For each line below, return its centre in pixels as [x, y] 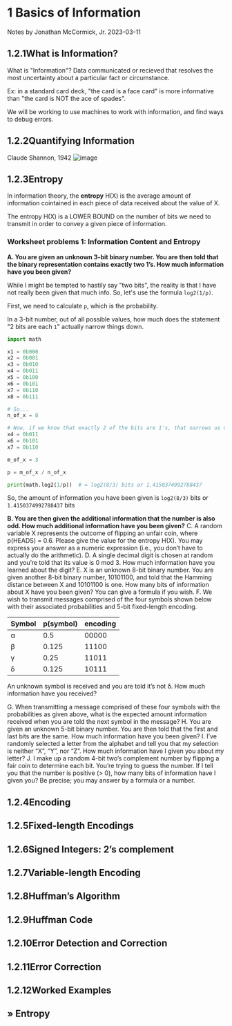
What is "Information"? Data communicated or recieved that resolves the [110, 70]
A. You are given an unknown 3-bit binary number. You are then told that [113, 256]
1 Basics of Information [74, 13]
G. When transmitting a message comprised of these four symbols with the [114, 707]
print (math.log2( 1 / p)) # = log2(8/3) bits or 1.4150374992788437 [105, 485]
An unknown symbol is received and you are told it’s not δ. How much [106, 687]
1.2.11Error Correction [54, 967]
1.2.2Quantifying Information [71, 141]
